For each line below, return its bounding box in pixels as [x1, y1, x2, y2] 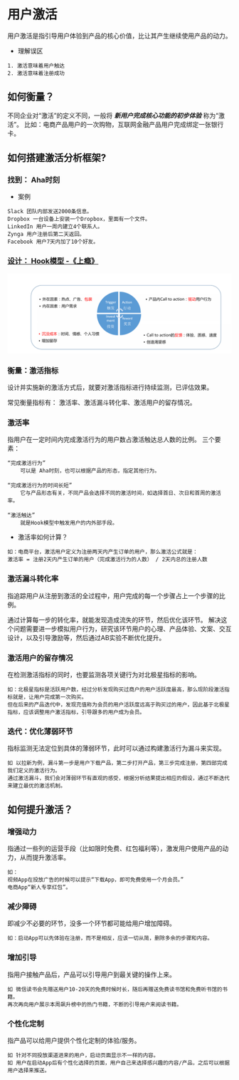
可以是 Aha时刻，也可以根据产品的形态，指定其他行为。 [20, 468, 160, 475]
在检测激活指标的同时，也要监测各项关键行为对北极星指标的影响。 [7, 671, 201, 679]
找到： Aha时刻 [7, 175, 60, 185]
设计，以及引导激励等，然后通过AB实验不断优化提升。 [7, 633, 166, 642]
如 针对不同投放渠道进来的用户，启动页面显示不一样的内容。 [7, 1051, 159, 1059]
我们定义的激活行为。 [7, 767, 60, 774]
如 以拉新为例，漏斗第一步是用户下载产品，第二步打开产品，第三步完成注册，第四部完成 [7, 760, 228, 767]
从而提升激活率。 [19, 853, 70, 862]
